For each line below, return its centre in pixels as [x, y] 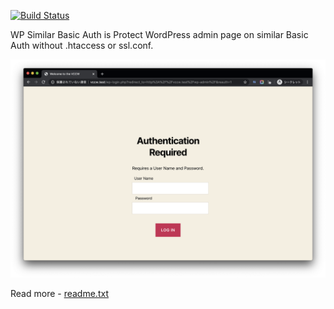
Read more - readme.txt [59, 294]
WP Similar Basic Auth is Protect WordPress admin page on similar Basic [159, 34]
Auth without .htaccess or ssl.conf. [82, 45]
